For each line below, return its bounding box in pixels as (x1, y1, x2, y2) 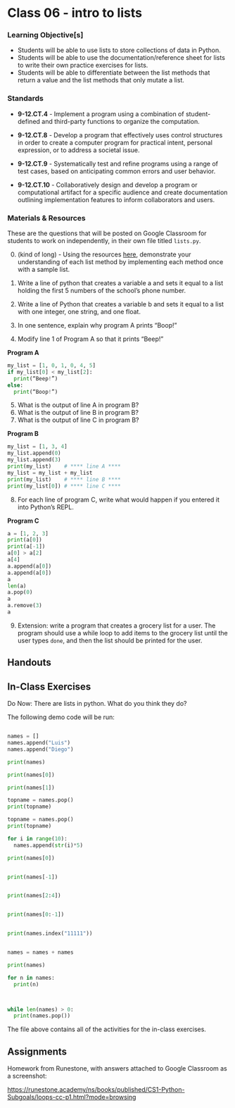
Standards (7, 94, 44, 104)
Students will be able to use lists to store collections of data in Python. (17, 46, 222, 54)
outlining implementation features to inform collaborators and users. (17, 195, 215, 204)
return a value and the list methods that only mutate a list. (17, 76, 184, 85)
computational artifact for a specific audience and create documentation (17, 188, 228, 197)
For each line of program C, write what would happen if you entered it (17, 495, 220, 504)
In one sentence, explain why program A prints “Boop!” (17, 321, 177, 330)
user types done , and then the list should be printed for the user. (17, 636, 203, 645)
